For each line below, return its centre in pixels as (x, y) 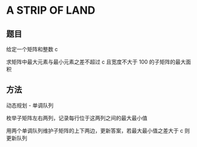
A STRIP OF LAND (51, 10)
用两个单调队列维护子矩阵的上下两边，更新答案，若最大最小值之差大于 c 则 (98, 130)
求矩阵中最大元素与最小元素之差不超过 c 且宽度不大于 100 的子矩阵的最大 (96, 62)
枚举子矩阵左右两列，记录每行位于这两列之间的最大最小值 (77, 118)
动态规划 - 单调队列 (30, 105)
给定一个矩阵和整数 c (32, 49)
